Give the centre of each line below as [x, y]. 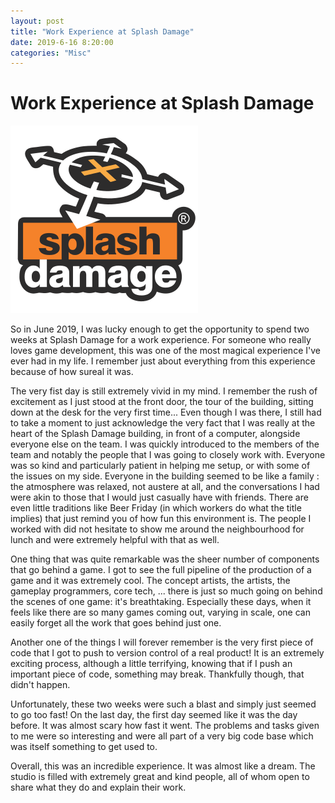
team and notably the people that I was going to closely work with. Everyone [168, 455]
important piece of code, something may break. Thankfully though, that [157, 674]
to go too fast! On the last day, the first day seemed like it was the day [154, 715]
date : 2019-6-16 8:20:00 [62, 42]
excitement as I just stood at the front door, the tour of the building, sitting [162, 402]
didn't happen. [40, 685]
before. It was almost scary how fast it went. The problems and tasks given [165, 726]
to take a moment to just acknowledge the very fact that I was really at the [163, 423]
